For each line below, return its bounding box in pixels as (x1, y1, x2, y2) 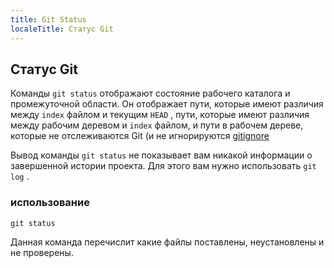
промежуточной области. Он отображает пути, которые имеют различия (10, 98, 324, 110)
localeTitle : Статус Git (10, 24, 114, 34)
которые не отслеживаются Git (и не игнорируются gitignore (10, 130, 270, 142)
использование (10, 196, 90, 210)
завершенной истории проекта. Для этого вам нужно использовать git (10, 160, 317, 172)
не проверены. (10, 246, 74, 258)
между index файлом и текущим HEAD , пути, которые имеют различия (10, 109, 310, 121)
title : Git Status (10, 14, 87, 25)
